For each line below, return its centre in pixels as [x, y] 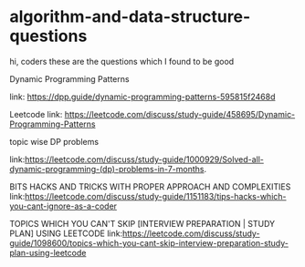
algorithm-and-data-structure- [130, 17]
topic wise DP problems [54, 141]
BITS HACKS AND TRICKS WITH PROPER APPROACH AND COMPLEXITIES [150, 186]
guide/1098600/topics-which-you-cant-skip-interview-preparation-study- [149, 242]
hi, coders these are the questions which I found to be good [122, 61]
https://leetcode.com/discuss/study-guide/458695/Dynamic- [180, 114]
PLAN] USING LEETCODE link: [66, 233]
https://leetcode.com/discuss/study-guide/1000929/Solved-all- [144, 159]
